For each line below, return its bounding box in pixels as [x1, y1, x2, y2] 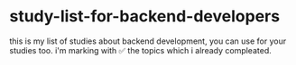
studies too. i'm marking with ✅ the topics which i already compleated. [9, 45, 273, 55]
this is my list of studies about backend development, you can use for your [9, 36, 287, 46]
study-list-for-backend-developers [9, 6, 281, 27]
